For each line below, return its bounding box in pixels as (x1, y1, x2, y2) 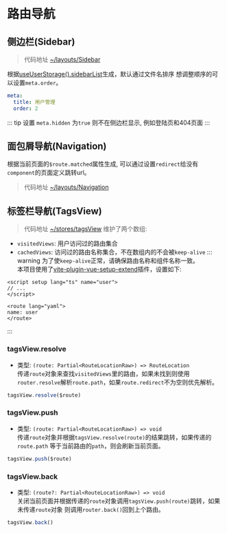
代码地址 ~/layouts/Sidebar (23, 56, 101, 63)
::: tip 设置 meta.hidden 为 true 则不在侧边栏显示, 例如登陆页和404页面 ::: (7, 118, 211, 127)
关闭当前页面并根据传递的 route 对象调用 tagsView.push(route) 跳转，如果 (16, 497, 221, 505)
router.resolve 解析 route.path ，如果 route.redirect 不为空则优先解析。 (16, 378, 218, 386)
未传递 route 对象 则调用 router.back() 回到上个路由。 (16, 505, 165, 513)
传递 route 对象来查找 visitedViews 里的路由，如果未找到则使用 (16, 369, 190, 378)
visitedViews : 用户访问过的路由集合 (16, 239, 118, 248)
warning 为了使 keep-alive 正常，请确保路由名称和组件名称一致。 (16, 257, 199, 265)
